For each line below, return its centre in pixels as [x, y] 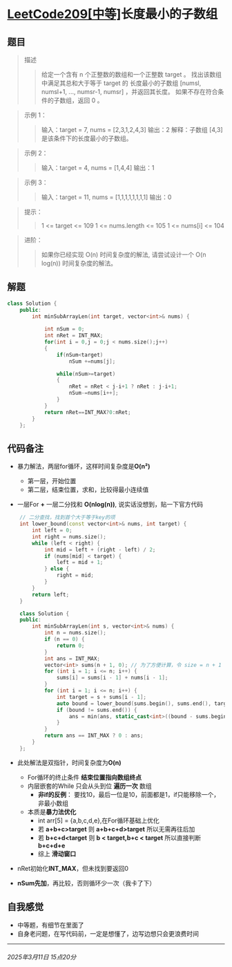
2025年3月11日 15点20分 [42, 957]
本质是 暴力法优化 [52, 811]
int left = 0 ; [52, 530]
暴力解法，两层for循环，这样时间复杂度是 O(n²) [84, 467]
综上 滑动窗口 [57, 854]
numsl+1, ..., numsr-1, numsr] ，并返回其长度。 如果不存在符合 [129, 92]
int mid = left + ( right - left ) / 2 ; [100, 550]
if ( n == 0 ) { [64, 639]
